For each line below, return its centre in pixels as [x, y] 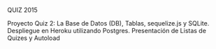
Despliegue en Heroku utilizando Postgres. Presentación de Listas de [107, 31]
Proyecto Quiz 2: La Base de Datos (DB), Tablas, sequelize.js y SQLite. [108, 23]
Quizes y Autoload [34, 38]
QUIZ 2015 [22, 10]
